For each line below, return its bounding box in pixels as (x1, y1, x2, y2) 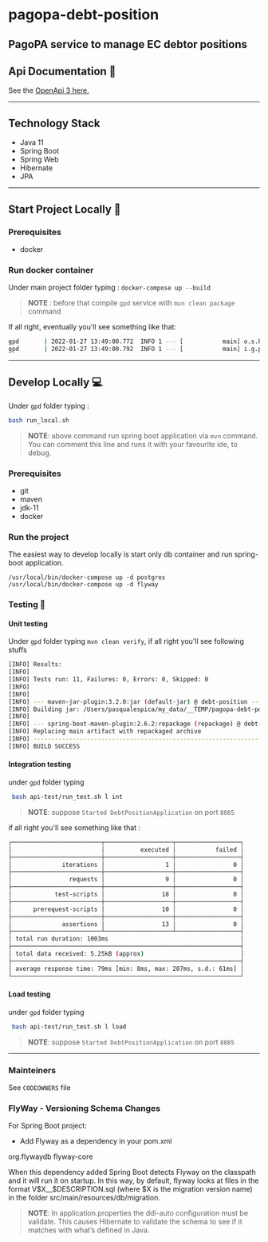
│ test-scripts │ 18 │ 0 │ (8, 890, 245, 899)
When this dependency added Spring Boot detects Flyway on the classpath (8, 1168, 257, 1177)
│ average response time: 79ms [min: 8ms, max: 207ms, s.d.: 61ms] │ (8, 964, 245, 972)
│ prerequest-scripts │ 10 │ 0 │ (8, 905, 245, 913)
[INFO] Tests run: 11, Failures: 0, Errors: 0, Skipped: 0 (8, 676, 209, 684)
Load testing (8, 989, 51, 999)
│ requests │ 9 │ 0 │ (8, 876, 245, 884)
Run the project (8, 531, 69, 542)
